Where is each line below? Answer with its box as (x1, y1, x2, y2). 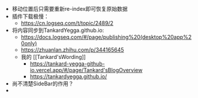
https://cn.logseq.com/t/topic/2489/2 (20, 20, 114, 26)
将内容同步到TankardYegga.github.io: (11, 26, 104, 34)
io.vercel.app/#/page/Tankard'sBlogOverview (29, 67, 143, 73)
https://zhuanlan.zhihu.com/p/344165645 (20, 46, 124, 53)
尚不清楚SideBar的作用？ (11, 80, 74, 87)
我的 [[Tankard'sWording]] (20, 54, 86, 60)
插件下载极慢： (11, 13, 49, 20)
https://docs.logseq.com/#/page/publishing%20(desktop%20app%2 (20, 34, 192, 40)
